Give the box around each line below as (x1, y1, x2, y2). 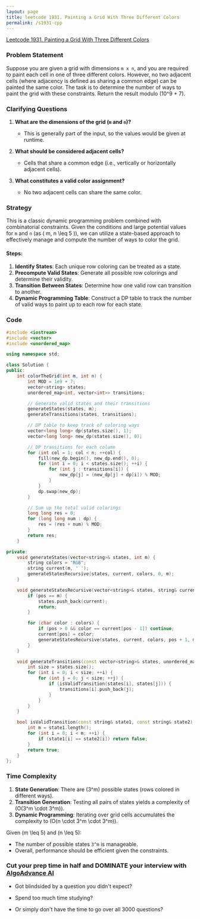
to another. (14, 288, 42, 296)
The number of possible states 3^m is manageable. (14, 840, 138, 847)
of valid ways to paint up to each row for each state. (14, 301, 143, 308)
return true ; (27, 747, 60, 753)
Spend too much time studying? (14, 894, 93, 901)
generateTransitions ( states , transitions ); (27, 412, 137, 418)
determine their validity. (14, 275, 73, 283)
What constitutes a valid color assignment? (14, 177, 125, 184)
